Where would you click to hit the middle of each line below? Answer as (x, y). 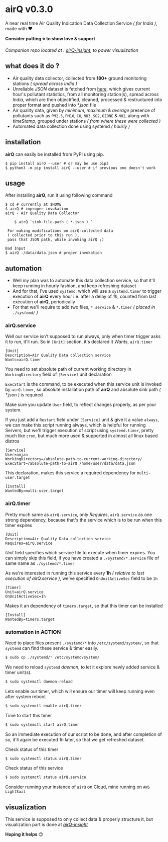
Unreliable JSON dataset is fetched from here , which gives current (81, 89)
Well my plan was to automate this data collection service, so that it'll (84, 281)
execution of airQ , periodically (44, 302)
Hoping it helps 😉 (24, 834)
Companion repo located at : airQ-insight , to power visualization (72, 50)
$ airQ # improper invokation (37, 209)
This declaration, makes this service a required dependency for (71, 473)
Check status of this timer (32, 749)
